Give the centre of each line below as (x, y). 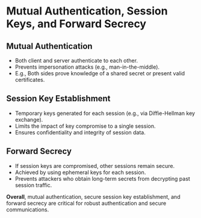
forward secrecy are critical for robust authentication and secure (86, 203)
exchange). (29, 119)
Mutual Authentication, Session (87, 11)
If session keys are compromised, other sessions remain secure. (95, 166)
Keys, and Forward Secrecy (76, 24)
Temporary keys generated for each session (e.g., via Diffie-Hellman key (105, 113)
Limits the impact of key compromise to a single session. (85, 126)
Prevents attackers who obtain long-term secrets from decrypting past (103, 178)
